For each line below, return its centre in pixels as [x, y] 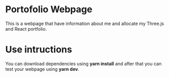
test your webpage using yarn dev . [42, 69]
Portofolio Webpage [49, 9]
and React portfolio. [26, 29]
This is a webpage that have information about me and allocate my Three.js [85, 23]
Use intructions [39, 50]
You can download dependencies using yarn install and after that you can [83, 63]
